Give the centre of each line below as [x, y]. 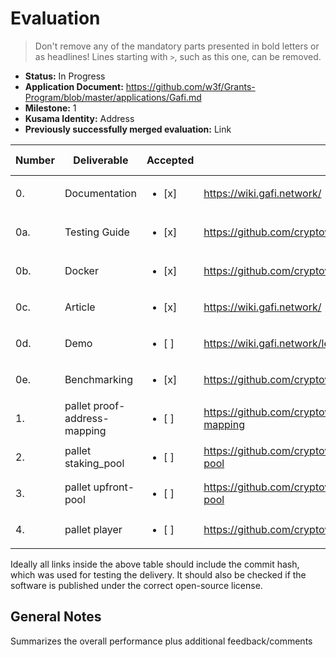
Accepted [170, 160]
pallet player [93, 529]
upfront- [114, 487]
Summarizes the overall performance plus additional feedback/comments [161, 641]
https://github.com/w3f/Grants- [190, 86]
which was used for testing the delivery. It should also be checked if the [158, 574]
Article [80, 307]
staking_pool [94, 463]
